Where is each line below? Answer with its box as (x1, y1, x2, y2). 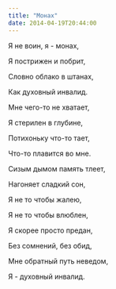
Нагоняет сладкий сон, (8, 179, 86, 189)
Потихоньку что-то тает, (8, 133, 91, 143)
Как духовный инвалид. (8, 87, 88, 96)
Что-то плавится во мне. (8, 148, 92, 158)
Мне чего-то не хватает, (8, 102, 90, 112)
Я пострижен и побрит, (8, 56, 86, 66)
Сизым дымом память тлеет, (8, 164, 106, 173)
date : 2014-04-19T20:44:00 (8, 19, 97, 27)
